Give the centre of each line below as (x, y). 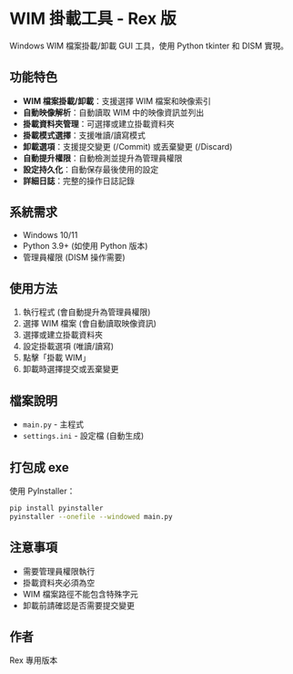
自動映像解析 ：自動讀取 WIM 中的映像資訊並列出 (113, 112)
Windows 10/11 (50, 234)
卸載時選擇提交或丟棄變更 (71, 369)
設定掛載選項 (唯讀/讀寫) (68, 347)
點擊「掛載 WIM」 (56, 358)
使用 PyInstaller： (42, 491)
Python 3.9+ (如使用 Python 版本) (85, 245)
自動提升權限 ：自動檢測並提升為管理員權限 (102, 158)
